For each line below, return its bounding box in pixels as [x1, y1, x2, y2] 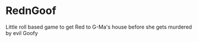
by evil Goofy [5, 29, 38, 36]
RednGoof [5, 4, 57, 17]
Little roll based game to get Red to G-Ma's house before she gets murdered [5, 23, 192, 30]
